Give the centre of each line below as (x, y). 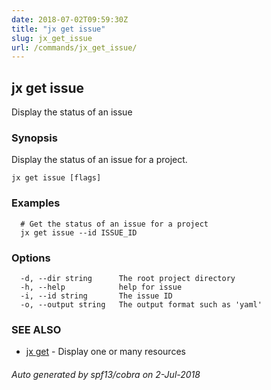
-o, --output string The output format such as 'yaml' (141, 304)
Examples (36, 203)
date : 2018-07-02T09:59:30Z (70, 19)
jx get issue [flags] (56, 178)
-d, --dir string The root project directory (128, 278)
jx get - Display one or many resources (105, 352)
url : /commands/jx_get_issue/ (74, 47)
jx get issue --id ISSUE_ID (79, 232)
